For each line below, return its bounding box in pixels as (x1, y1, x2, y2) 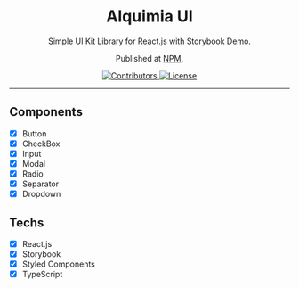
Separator (21, 178, 60, 189)
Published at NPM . (115, 53, 184, 63)
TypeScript (21, 269, 63, 280)
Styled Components (21, 259, 96, 269)
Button (21, 128, 47, 139)
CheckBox (21, 138, 61, 149)
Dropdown (21, 189, 61, 200)
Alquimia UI (106, 6, 193, 27)
